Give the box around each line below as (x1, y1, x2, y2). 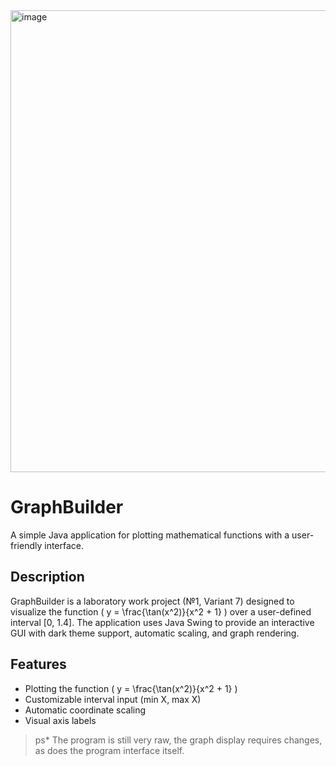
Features (10, 656, 67, 673)
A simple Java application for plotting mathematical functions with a (10, 529, 290, 541)
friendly (10, 539, 43, 551)
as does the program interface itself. (34, 744, 185, 756)
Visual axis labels (24, 714, 97, 726)
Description (10, 569, 85, 586)
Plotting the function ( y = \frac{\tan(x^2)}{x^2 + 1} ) (24, 682, 238, 694)
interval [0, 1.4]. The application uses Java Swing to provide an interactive (10, 616, 315, 628)
